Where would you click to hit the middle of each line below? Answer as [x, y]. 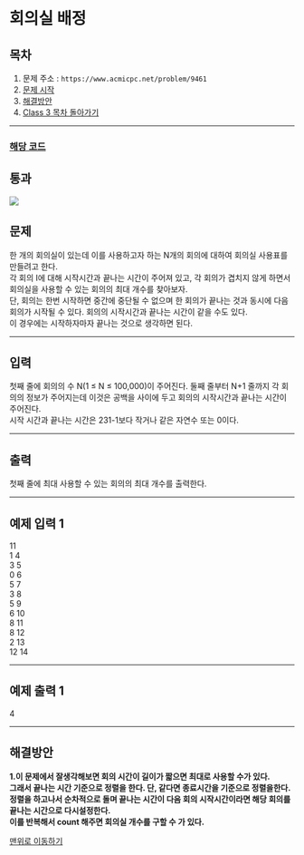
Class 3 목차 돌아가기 [61, 112]
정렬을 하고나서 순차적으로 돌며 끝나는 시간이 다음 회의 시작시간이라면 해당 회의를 [150, 799]
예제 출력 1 [37, 691]
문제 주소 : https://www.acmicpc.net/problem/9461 [114, 78]
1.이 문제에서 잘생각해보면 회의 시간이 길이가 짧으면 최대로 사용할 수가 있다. [140, 776]
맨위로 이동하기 [36, 840]
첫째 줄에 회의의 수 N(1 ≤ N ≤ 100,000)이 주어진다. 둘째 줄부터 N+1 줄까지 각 [144, 386]
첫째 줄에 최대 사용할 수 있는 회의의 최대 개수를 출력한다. [108, 484]
